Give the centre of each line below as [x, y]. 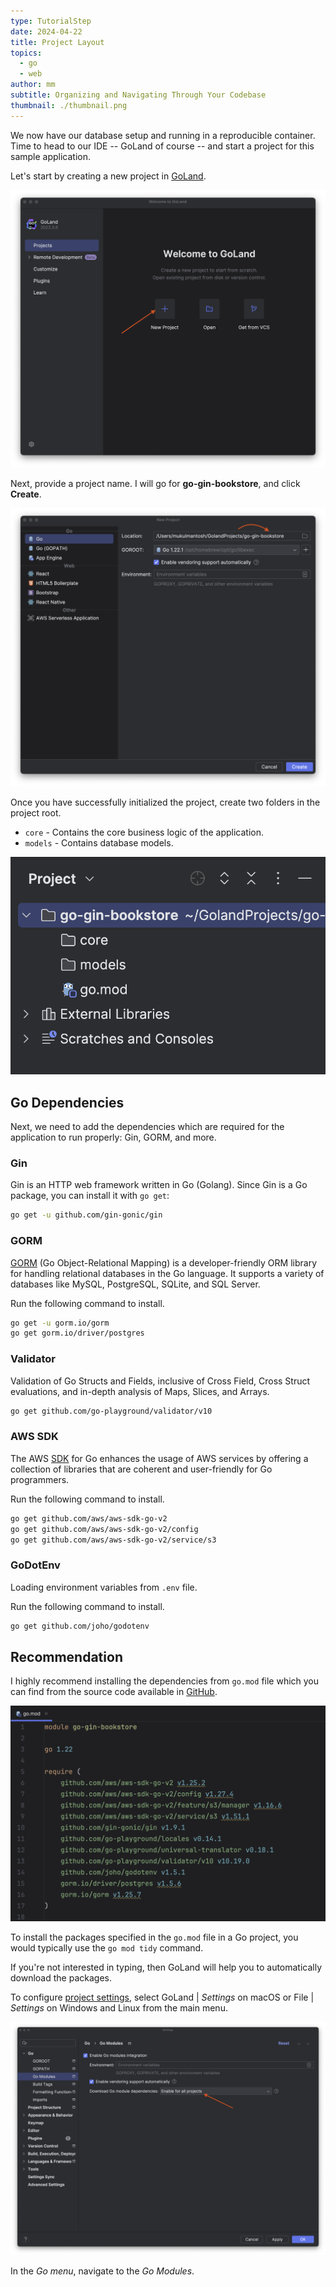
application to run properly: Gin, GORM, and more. [113, 1137]
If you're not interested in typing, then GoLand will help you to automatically [166, 1967]
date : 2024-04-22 [46, 31]
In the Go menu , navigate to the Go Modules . [102, 2271]
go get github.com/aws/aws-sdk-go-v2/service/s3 [113, 1540]
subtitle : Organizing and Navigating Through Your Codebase [138, 95]
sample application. [51, 156]
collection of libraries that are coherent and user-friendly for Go [141, 1469]
